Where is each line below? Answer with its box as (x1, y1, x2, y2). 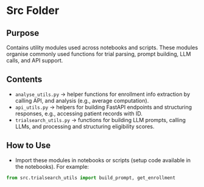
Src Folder (6, 4, 60, 18)
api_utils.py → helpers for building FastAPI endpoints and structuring (15, 103, 192, 110)
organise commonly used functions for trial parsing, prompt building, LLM (6, 50, 191, 58)
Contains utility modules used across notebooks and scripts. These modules (6, 44, 199, 51)
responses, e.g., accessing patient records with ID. (15, 110, 143, 117)
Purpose (6, 28, 40, 38)
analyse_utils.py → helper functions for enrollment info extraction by (15, 90, 191, 98)
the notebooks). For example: (15, 163, 90, 170)
